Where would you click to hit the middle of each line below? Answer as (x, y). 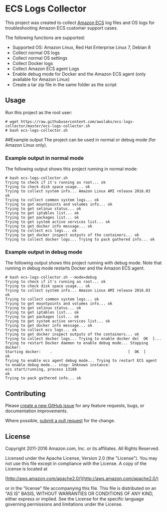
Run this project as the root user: (39, 112)
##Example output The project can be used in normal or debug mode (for (81, 140)
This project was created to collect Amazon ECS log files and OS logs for (80, 23)
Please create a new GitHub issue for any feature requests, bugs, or (75, 406)
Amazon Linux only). (26, 145)
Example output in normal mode (45, 158)
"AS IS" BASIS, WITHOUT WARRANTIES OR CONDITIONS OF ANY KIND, (79, 493)
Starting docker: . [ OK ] (76, 352)
